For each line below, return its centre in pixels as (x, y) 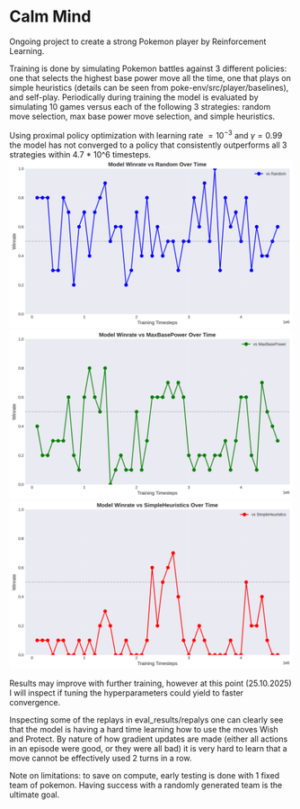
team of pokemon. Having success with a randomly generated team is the (146, 786)
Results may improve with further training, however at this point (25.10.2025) (150, 683)
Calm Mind (50, 17)
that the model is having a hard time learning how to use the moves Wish (144, 730)
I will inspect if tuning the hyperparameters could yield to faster (127, 693)
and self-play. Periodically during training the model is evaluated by (134, 97)
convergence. (35, 703)
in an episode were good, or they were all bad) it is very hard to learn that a (148, 749)
